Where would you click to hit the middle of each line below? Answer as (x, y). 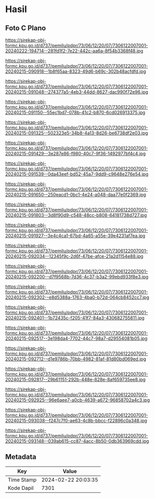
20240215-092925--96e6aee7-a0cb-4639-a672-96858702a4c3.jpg (78, 400)
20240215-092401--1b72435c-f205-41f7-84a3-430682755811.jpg (75, 318)
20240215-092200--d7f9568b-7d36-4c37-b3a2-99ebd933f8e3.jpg (77, 277)
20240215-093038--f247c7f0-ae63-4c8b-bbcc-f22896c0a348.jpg (76, 420)
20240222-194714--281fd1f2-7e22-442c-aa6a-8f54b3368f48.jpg (74, 51)
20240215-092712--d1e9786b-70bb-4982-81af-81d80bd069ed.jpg (76, 359)
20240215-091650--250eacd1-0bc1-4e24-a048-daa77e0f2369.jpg (76, 195)
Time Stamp (22, 480)
